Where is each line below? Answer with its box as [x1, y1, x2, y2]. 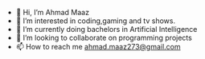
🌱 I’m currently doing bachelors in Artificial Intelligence [15, 25, 198, 33]
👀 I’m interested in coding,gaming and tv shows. [15, 16, 175, 26]
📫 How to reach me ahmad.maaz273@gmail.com [15, 42, 181, 51]
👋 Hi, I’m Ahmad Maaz [15, 8, 90, 17]
